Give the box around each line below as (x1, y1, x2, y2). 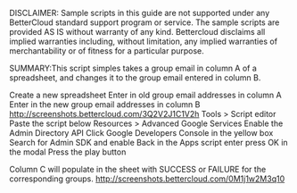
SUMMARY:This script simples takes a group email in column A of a (9, 63, 257, 73)
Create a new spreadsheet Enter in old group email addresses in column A (9, 89, 283, 100)
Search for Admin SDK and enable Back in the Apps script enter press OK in (9, 138, 288, 147)
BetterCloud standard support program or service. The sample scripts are (9, 17, 280, 28)
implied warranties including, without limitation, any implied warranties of (9, 36, 278, 46)
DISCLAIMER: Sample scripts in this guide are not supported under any (9, 8, 270, 18)
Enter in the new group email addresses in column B (9, 99, 201, 110)
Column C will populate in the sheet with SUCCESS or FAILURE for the (9, 164, 267, 174)
